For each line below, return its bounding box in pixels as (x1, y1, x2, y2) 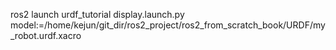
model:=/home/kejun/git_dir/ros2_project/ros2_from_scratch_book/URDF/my (10, 19, 326, 31)
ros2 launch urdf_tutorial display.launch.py (10, 9, 185, 20)
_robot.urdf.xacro (10, 30, 82, 41)
